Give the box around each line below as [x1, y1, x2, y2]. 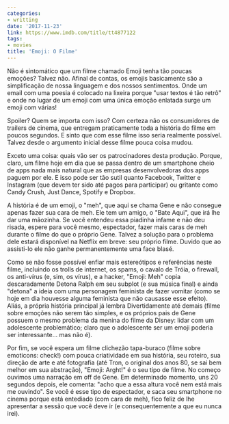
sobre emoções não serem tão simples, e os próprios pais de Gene [7, 308, 196, 317]
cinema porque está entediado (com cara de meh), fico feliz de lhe [7, 395, 195, 403]
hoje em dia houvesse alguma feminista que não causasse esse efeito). [7, 294, 208, 302]
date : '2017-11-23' [7, 23, 63, 29]
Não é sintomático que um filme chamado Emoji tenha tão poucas [7, 66, 193, 75]
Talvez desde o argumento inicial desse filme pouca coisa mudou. [7, 138, 193, 146]
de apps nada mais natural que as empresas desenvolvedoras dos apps [7, 165, 210, 174]
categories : [7, 10, 41, 17]
